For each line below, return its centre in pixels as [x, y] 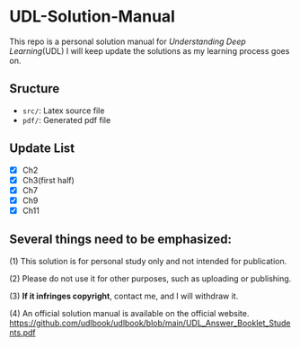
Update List [42, 149]
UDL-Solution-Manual [92, 17]
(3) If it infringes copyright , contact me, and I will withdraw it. [124, 296]
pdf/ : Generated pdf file [66, 120]
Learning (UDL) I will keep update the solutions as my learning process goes [150, 50]
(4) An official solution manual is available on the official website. [129, 313]
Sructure [35, 89]
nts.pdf [22, 332]
